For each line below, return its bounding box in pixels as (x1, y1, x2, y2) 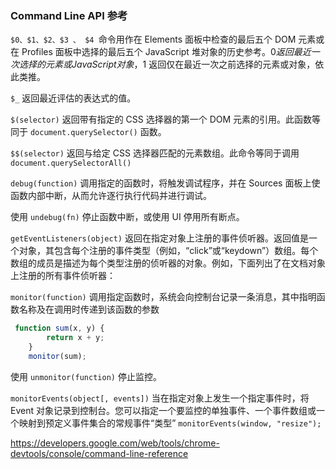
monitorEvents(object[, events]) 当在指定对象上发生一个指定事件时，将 (10, 392, 310, 404)
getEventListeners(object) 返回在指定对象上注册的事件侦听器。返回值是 (10, 232, 309, 244)
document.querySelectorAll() (10, 158, 132, 169)
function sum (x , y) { (14, 323, 105, 334)
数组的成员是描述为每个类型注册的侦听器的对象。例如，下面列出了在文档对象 (10, 257, 326, 269)
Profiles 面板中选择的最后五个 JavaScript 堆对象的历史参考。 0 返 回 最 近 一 (21, 46, 320, 58)
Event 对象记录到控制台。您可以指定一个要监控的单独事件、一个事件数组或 (10, 404, 317, 416)
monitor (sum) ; (28, 351, 87, 361)
